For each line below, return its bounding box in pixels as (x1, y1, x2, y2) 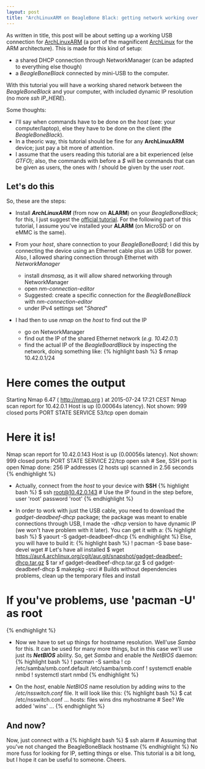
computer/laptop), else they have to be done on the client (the (15, 124, 172, 132)
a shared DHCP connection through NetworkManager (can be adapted (15, 56, 194, 64)
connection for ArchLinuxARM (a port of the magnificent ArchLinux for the (6, 38, 193, 45)
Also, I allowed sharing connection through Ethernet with (15, 253, 158, 261)
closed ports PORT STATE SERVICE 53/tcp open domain (6, 409, 148, 416)
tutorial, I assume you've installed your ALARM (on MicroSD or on (15, 222, 182, 230)
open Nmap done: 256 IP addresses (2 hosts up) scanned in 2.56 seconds (6, 463, 194, 471)
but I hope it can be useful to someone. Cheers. (6, 756, 127, 763)
